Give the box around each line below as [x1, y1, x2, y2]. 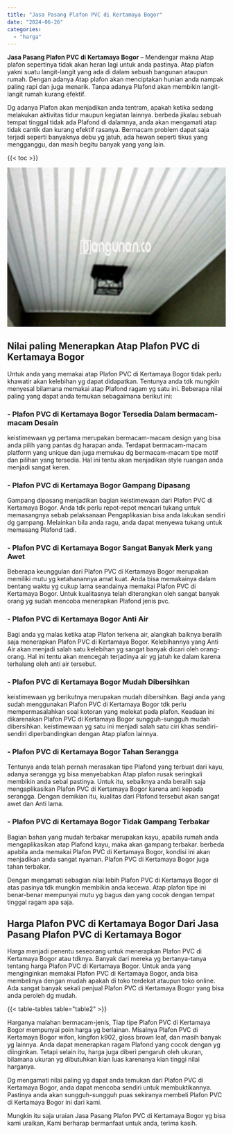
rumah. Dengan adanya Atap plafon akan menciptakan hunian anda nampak [7, 75, 224, 83]
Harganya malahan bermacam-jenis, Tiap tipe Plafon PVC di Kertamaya [7, 1018, 211, 1027]
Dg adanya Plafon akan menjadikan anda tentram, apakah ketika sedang [7, 103, 214, 112]
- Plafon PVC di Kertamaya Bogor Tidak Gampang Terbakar [7, 817, 210, 826]
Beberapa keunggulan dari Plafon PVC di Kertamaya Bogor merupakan [7, 567, 209, 576]
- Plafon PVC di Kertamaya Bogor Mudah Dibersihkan [7, 677, 190, 687]
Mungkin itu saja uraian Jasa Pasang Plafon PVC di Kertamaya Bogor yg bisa [7, 1112, 226, 1120]
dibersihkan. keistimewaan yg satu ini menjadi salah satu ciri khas [7, 722, 195, 731]
